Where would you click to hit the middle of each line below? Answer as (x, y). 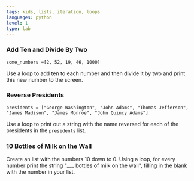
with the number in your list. (41, 172)
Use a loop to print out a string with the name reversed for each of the (93, 124)
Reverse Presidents (35, 95)
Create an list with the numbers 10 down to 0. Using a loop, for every (91, 159)
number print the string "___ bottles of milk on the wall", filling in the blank (97, 165)
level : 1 (17, 23)
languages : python (29, 17)
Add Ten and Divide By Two (47, 50)
